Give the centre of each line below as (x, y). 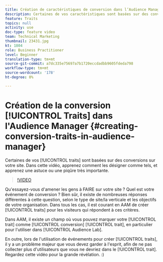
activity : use (19, 28)
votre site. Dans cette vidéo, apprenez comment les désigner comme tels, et (81, 165)
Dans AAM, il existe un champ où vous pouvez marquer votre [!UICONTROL (81, 219)
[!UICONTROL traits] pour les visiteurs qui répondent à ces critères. (72, 210)
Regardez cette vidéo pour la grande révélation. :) (55, 254)
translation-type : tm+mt (30, 59)
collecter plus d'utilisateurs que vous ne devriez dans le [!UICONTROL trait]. (81, 249)
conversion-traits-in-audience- (70, 136)
